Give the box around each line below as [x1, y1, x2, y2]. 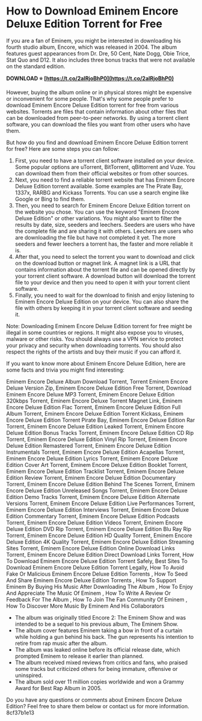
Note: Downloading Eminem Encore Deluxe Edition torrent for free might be [6, 322, 192, 329]
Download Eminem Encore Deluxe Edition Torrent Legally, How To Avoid [6, 564, 185, 571]
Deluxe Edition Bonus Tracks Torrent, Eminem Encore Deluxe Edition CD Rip [6, 429, 194, 436]
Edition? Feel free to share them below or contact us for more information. [6, 702, 189, 710]
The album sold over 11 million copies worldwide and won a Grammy [14, 678, 185, 685]
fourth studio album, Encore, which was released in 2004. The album [6, 43, 177, 51]
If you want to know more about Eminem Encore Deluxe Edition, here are [6, 360, 186, 367]
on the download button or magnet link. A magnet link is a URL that [14, 259, 181, 267]
